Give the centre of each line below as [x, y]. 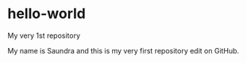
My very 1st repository [44, 35]
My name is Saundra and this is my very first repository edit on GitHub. [123, 50]
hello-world [47, 14]
